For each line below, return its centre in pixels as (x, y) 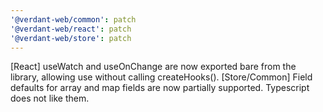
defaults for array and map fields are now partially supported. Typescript (160, 88)
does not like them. (50, 98)
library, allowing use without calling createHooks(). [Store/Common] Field (161, 77)
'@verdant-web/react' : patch (71, 29)
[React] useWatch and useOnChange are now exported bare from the (153, 67)
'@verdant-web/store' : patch (71, 38)
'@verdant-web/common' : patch (73, 19)
